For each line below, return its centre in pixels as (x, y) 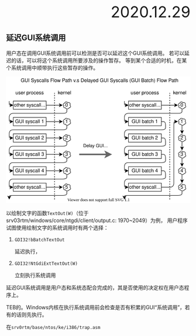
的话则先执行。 (29, 315)
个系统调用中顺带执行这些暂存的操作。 (52, 67)
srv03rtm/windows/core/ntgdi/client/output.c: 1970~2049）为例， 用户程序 (97, 220)
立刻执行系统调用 (35, 275)
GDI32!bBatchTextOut (39, 240)
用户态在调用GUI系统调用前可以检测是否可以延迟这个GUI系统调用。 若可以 (95, 53)
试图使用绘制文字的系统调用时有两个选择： (57, 228)
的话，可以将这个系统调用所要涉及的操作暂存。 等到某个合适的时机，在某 (99, 60)
